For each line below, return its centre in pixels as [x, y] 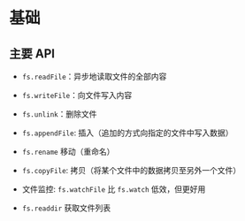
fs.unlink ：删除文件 [59, 114]
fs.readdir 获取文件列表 [66, 208]
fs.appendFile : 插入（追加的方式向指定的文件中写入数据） [127, 133]
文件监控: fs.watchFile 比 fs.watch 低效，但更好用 [114, 189]
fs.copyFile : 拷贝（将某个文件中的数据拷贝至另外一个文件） [131, 170]
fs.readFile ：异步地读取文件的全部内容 [94, 76]
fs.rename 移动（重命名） [68, 152]
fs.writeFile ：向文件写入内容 [77, 95]
